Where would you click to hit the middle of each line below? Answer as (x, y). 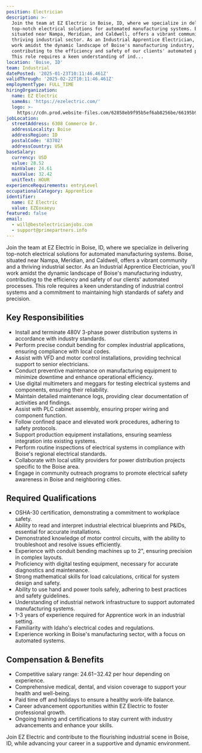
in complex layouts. (39, 557)
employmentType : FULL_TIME (40, 85)
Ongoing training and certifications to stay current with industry (93, 719)
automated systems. (40, 641)
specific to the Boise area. (47, 466)
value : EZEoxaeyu (33, 208)
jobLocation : (23, 118)
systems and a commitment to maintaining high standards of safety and (95, 292)
